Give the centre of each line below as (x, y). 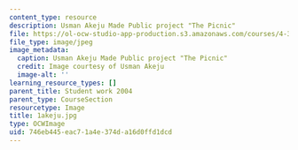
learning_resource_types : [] (63, 83)
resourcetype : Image (47, 108)
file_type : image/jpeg (51, 42)
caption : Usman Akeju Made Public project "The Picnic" (122, 58)
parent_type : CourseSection (61, 99)
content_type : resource (53, 17)
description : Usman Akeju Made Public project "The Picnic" (123, 26)
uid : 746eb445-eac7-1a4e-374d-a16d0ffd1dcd (91, 132)
